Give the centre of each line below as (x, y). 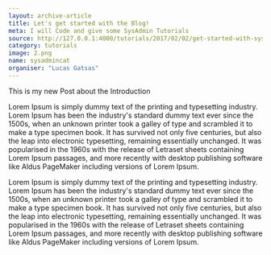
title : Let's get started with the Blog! (79, 23)
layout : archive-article (50, 16)
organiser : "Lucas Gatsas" (54, 68)
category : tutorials (43, 46)
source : (21, 38)
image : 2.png (30, 53)
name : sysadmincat (39, 61)
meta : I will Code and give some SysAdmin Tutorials (99, 31)
